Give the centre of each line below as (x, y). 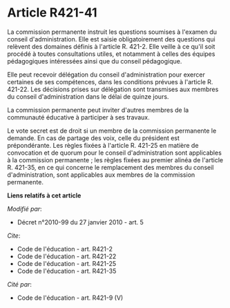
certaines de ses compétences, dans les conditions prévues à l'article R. (110, 81)
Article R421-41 (52, 13)
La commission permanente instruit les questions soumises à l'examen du (112, 32)
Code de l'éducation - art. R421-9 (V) (70, 298)
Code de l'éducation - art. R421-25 (67, 263)
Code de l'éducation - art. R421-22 (67, 256)
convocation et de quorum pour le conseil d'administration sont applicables (115, 153)
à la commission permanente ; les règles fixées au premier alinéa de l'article (115, 160)
